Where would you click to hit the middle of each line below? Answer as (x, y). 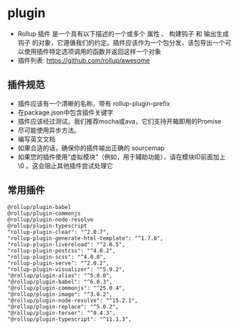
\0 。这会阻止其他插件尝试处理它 (65, 166)
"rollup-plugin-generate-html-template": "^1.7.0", (85, 238)
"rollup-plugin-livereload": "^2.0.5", (66, 244)
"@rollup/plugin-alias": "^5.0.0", (60, 275)
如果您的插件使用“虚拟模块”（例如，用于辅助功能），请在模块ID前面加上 (121, 156)
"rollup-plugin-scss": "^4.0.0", (57, 257)
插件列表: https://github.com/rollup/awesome (84, 60)
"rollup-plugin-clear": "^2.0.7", (59, 232)
